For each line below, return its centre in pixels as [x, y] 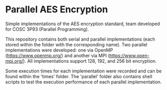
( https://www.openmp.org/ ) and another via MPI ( [58, 56]
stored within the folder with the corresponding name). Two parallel [76, 44]
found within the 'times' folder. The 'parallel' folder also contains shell [79, 76]
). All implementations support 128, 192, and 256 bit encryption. [90, 61]
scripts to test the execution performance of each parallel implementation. [83, 82]
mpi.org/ [14, 61]
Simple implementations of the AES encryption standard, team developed [83, 24]
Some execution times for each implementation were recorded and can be [83, 71]
